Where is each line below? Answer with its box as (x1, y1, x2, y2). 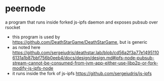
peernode (5, 3, 46, 14)
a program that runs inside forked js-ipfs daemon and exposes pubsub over (5, 19, 158, 25)
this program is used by (12, 34, 60, 40)
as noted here (12, 44, 41, 50)
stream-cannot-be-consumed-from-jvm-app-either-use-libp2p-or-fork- (12, 60, 159, 66)
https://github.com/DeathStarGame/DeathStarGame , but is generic (12, 39, 148, 45)
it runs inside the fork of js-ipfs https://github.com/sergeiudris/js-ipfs (12, 70, 152, 76)
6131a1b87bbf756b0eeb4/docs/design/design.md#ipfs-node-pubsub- (12, 54, 155, 60)
